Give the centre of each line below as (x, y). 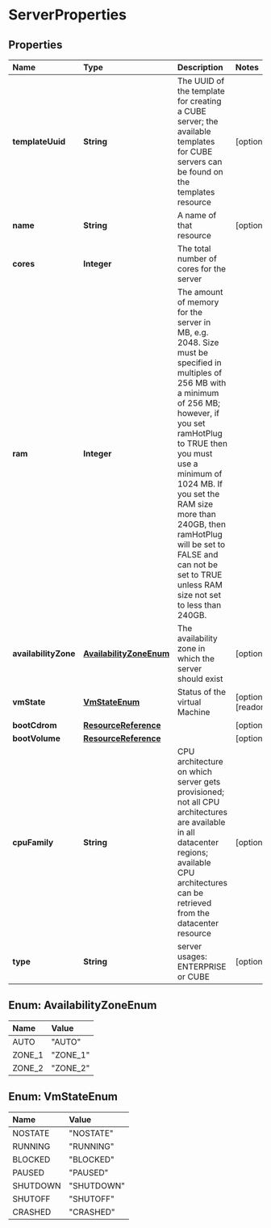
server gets (199, 782)
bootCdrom (35, 725)
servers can (200, 162)
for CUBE (195, 151)
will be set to (201, 545)
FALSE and (198, 555)
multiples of (200, 373)
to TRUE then (202, 444)
